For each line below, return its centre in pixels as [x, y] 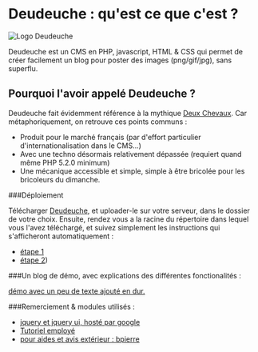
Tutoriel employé [48, 330]
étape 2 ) [34, 260]
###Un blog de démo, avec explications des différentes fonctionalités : [125, 275]
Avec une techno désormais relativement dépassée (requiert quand [131, 154]
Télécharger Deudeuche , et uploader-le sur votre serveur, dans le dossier [129, 210]
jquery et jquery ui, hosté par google [80, 322]
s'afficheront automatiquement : [61, 236]
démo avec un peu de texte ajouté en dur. [77, 291]
